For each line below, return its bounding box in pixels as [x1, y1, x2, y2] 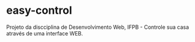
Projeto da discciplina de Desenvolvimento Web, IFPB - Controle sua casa [6, 23, 190, 31]
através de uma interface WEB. [6, 29, 83, 37]
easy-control [6, 4, 72, 17]
